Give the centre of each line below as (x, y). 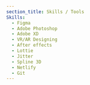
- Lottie (22, 51)
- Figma (21, 23)
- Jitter (22, 56)
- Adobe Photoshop (35, 28)
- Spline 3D (27, 62)
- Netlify (24, 67)
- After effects (32, 45)
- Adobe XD (25, 34)
